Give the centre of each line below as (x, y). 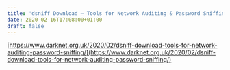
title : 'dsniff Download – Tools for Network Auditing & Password (104, 13)
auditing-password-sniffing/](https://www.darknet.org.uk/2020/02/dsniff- (112, 52)
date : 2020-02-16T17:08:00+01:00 (55, 20)
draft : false (26, 26)
